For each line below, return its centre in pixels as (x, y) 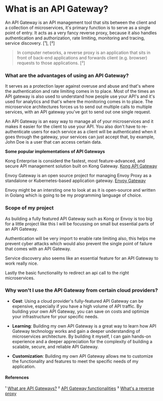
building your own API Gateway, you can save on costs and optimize (81, 311)
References (17, 378)
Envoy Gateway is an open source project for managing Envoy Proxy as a (78, 176)
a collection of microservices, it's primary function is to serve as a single (78, 27)
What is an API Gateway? (57, 9)
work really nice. (22, 263)
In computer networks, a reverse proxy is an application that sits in (84, 53)
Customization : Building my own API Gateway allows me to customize (82, 356)
